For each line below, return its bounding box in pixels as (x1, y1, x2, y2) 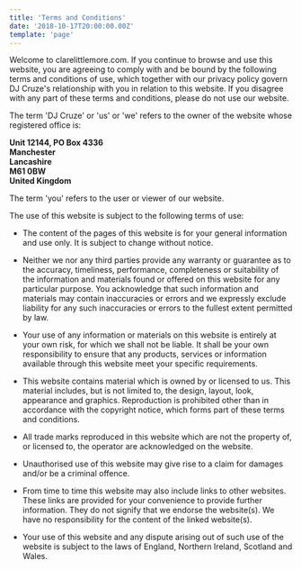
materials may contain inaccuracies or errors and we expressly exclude (22, 294, 287, 304)
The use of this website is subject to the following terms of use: (9, 211, 244, 221)
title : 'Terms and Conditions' (9, 13, 127, 23)
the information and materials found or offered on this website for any (22, 274, 280, 284)
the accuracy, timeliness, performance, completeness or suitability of (22, 265, 279, 275)
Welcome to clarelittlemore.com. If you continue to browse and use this (9, 55, 273, 66)
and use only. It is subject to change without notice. (22, 238, 214, 248)
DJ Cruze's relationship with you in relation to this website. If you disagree (9, 83, 284, 95)
